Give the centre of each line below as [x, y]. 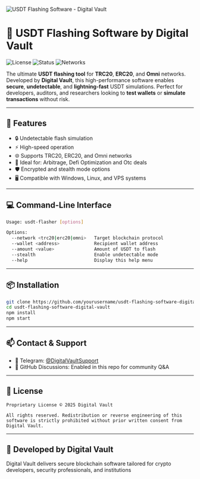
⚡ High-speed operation [44, 147]
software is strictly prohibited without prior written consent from [94, 420]
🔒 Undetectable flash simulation [54, 138]
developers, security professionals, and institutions [69, 470]
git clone [18, 302]
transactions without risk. [38, 99]
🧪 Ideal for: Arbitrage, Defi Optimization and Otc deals [81, 162]
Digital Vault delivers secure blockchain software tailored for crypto [89, 464]
